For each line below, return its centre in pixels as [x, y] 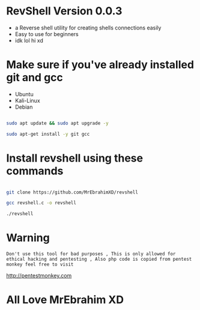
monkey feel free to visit [40, 265]
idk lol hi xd [29, 40]
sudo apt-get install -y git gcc [48, 134]
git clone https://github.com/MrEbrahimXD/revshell [72, 192]
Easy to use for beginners [47, 34]
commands [35, 171]
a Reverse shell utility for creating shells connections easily [88, 28]
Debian [24, 107]
